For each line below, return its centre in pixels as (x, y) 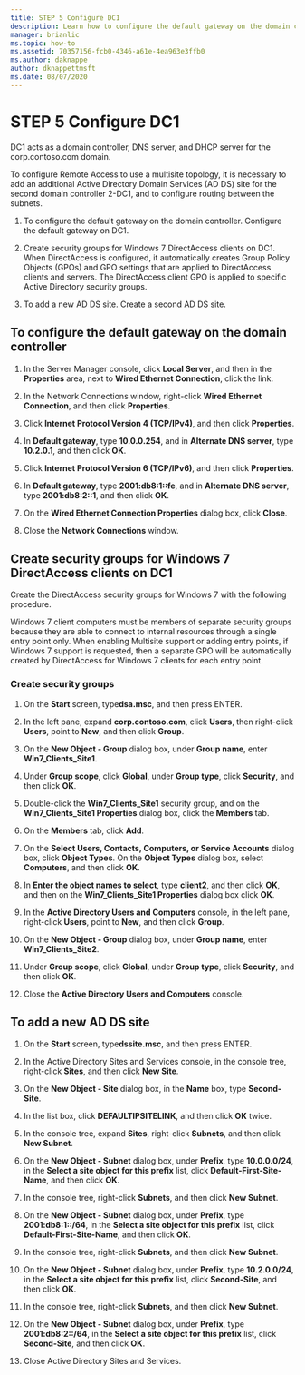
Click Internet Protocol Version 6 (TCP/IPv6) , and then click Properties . (158, 467)
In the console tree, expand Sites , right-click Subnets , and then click (152, 1134)
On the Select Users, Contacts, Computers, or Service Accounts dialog (159, 848)
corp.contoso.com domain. (61, 156)
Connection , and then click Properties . (97, 406)
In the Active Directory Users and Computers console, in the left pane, (157, 912)
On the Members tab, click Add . (83, 830)
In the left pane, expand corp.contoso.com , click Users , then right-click (158, 722)
